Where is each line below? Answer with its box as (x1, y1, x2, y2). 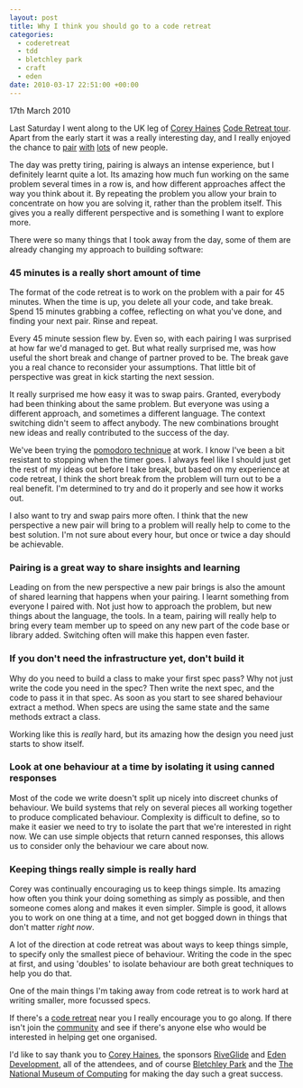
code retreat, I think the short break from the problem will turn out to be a (9, 473, 281, 484)
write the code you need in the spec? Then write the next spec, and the (9, 682, 275, 693)
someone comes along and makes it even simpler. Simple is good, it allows (9, 903, 287, 914)
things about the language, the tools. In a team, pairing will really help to (9, 611, 277, 622)
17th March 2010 (9, 105, 71, 115)
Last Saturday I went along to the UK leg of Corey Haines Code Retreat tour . (9, 123, 291, 134)
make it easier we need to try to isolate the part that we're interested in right (9, 821, 291, 832)
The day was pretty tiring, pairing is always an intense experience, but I (9, 159, 275, 170)
